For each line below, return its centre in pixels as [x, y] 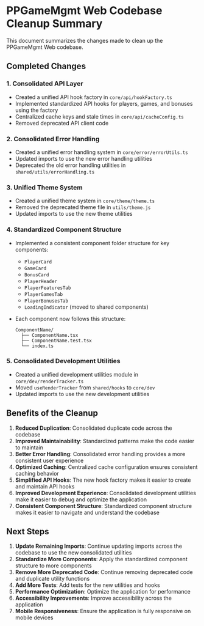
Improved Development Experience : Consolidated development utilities [106, 493]
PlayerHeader [41, 281]
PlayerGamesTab [43, 294]
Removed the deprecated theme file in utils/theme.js [83, 207]
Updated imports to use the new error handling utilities [83, 158]
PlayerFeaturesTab [47, 288]
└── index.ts [37, 346]
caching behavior [37, 473]
